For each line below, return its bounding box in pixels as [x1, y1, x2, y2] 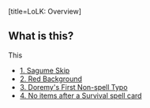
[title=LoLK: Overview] [8, 7, 81, 16]
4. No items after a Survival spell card [19, 91, 142, 100]
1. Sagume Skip [19, 65, 70, 75]
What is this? [8, 29, 74, 43]
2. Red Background [19, 74, 83, 84]
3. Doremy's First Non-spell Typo [19, 82, 128, 91]
